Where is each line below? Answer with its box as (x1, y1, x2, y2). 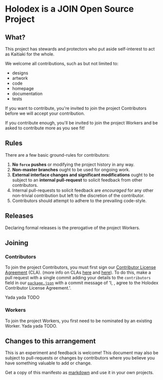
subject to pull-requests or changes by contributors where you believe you (5, 355, 155, 361)
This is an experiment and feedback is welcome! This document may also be (5, 350, 159, 356)
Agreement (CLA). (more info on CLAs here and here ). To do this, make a (5, 270, 151, 275)
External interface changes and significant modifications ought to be (12, 172, 154, 178)
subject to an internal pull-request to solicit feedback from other (12, 177, 143, 183)
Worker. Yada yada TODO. (5, 323, 57, 329)
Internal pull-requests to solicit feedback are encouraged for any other (12, 187, 154, 193)
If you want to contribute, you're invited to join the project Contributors (5, 106, 147, 111)
